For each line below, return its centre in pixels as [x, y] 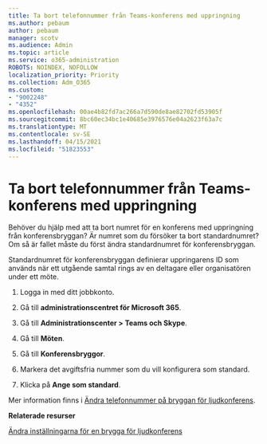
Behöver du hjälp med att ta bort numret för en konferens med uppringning [131, 227]
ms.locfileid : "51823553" [51, 149]
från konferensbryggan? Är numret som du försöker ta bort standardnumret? [133, 236]
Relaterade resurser [42, 416]
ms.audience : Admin [41, 45]
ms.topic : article [39, 53]
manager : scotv [33, 38]
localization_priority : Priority [64, 75]
